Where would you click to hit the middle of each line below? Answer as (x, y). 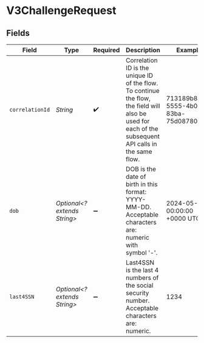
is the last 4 (142, 270)
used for (138, 121)
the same (139, 151)
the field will (143, 106)
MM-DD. (138, 207)
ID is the (137, 68)
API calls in (141, 144)
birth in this (141, 184)
